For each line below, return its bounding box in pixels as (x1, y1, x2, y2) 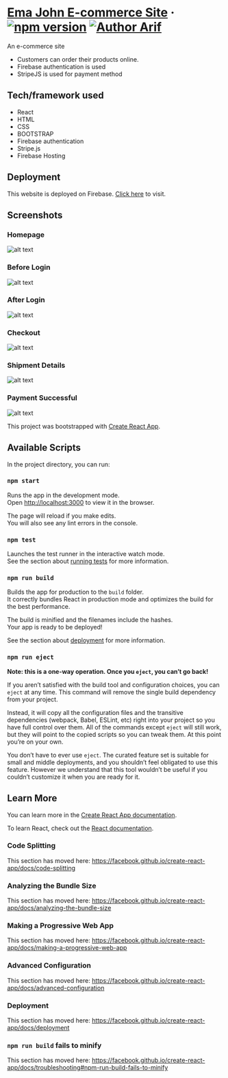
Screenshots (7, 209, 63, 221)
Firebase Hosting (16, 151, 66, 160)
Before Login (7, 262, 51, 272)
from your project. (7, 695, 58, 703)
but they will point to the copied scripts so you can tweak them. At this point (7, 730, 221, 738)
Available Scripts (7, 442, 81, 453)
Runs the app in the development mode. (7, 491, 120, 499)
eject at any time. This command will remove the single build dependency (7, 688, 216, 696)
